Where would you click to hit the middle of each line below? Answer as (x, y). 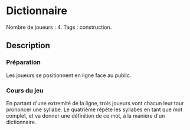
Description (28, 46)
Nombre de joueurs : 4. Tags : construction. (59, 27)
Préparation (24, 62)
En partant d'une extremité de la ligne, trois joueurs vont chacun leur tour (95, 103)
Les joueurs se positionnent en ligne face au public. (69, 75)
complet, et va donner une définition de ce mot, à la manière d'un (86, 115)
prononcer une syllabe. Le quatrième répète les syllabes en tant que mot (94, 109)
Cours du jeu (25, 91)
